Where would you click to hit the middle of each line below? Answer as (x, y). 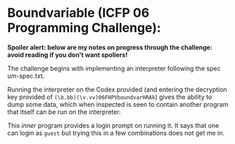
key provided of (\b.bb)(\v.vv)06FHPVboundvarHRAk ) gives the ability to (110, 97)
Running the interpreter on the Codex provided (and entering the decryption (117, 89)
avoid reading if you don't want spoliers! (68, 55)
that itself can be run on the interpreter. (64, 112)
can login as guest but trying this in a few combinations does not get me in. (116, 133)
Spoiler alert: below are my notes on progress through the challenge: (110, 47)
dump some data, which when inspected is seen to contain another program (118, 104)
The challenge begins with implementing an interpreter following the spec (114, 68)
